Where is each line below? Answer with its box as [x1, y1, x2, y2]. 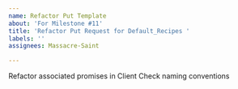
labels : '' [8, 34, 45, 43]
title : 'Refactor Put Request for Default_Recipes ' [8, 27, 190, 35]
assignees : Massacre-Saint [8, 42, 100, 50]
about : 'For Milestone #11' [8, 19, 104, 28]
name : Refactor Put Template [8, 11, 107, 20]
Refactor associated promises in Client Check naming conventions [8, 71, 230, 81]
